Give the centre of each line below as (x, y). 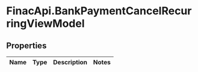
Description (70, 62)
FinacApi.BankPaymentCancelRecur (99, 11)
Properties (26, 46)
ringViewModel (46, 24)
